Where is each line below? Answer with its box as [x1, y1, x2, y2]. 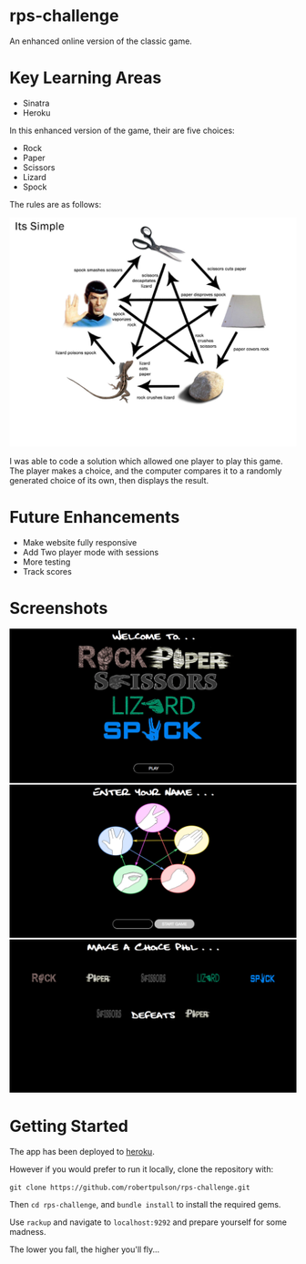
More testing [22, 556, 71, 567]
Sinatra [22, 97, 50, 108]
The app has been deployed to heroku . [9, 1147, 155, 1157]
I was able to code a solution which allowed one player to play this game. [9, 455, 283, 466]
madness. [9, 1227, 46, 1238]
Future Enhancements [9, 507, 180, 528]
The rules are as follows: [9, 199, 102, 209]
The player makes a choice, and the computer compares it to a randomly [9, 465, 282, 476]
